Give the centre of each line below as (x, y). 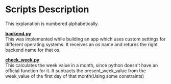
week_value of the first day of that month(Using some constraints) (75, 76)
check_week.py (22, 59)
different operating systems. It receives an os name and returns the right (82, 44)
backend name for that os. (33, 50)
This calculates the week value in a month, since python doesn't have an (82, 65)
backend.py (18, 33)
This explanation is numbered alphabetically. (52, 24)
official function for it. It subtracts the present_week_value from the (76, 71)
